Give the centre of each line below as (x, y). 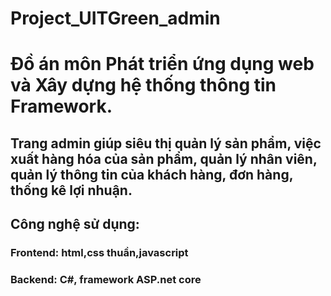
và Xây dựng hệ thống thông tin (143, 85)
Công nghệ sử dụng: (75, 224)
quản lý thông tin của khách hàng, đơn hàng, (152, 174)
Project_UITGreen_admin (115, 18)
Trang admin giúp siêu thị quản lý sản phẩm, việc (166, 143)
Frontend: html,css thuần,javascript (99, 253)
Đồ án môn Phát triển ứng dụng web (162, 64)
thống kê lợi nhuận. (71, 190)
